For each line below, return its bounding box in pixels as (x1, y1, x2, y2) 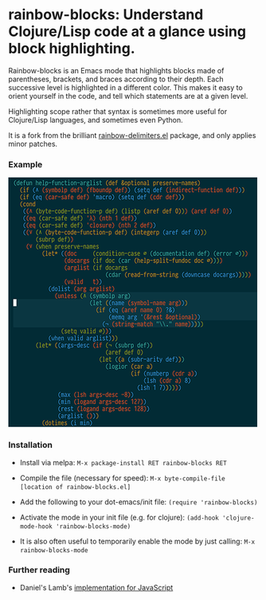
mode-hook (19, 522, 53, 531)
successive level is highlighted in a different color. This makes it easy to (8, 82, 243, 92)
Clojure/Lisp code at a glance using (8, 22, 247, 41)
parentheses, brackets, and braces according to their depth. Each (8, 74, 224, 84)
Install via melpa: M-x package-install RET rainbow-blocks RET (19, 457, 227, 467)
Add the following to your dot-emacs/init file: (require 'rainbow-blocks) (19, 496, 258, 507)
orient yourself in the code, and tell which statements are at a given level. (8, 91, 248, 100)
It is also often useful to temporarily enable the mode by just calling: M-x (19, 536, 256, 546)
